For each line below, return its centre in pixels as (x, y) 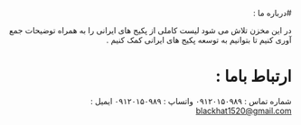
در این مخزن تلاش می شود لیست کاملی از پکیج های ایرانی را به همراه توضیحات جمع (150, 30)
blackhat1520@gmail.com (244, 111)
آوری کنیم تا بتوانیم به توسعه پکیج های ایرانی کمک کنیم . (199, 40)
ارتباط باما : (254, 76)
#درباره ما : (273, 13)
